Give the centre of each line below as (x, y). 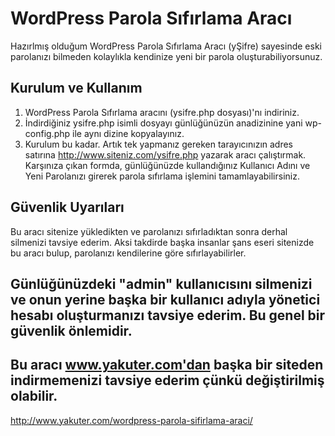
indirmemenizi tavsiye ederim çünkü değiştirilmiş (167, 380)
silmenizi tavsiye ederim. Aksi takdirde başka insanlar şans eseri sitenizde (162, 242)
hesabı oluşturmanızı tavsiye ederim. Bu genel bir (168, 315)
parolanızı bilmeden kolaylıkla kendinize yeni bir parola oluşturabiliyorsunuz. (166, 56)
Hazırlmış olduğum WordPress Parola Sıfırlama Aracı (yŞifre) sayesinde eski (166, 46)
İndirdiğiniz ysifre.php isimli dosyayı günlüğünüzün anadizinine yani (163, 123)
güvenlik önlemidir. (71, 330)
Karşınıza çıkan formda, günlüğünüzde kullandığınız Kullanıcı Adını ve (167, 165)
